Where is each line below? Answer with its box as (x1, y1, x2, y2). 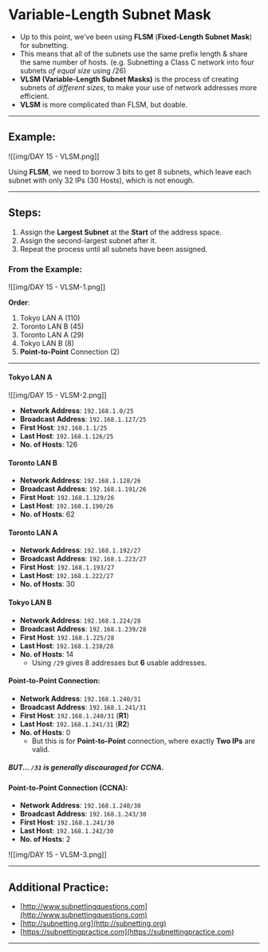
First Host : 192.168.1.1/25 (19, 423, 108, 432)
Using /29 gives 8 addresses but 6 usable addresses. (31, 658, 207, 667)
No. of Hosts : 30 (19, 580, 76, 589)
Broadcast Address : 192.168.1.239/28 (19, 624, 147, 633)
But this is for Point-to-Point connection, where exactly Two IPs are (31, 736, 255, 745)
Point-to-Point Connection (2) (19, 347, 120, 356)
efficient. (19, 91, 49, 100)
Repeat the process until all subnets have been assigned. (19, 244, 208, 254)
